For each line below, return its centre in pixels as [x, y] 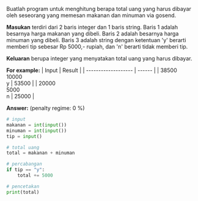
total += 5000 [35, 175]
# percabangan [24, 164]
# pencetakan [23, 186]
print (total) [23, 192]
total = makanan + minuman [41, 153]
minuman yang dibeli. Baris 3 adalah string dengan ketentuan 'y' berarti [96, 40]
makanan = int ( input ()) [37, 125]
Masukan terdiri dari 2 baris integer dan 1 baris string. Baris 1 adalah [92, 27]
